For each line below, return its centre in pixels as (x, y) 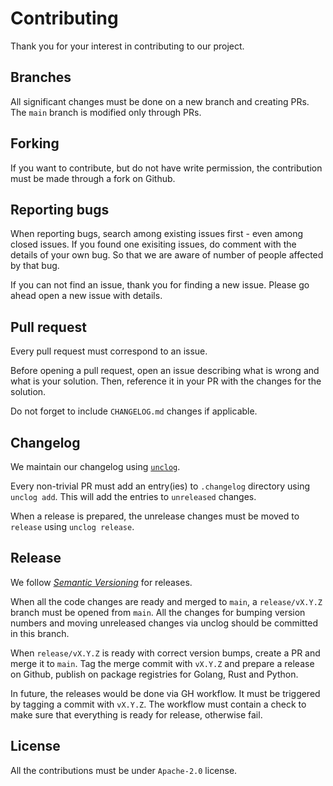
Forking (35, 143)
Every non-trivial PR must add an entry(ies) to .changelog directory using (160, 486)
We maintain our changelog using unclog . (95, 466)
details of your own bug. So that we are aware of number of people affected (167, 255)
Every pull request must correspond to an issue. (109, 351)
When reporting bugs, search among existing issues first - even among (157, 234)
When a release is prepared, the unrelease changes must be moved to (155, 516)
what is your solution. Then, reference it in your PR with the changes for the (166, 381)
